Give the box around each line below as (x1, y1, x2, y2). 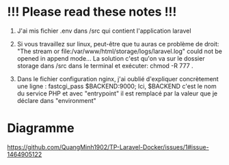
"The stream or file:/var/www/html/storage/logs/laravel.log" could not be (16, 47, 223, 55)
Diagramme (7, 121, 75, 136)
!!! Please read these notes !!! (7, 4, 177, 20)
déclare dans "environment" (16, 96, 97, 104)
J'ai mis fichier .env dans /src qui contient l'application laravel (16, 27, 191, 35)
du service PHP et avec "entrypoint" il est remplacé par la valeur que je (16, 89, 217, 97)
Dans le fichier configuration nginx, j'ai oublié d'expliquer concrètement (16, 74, 219, 82)
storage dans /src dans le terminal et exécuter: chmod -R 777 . (16, 61, 193, 70)
